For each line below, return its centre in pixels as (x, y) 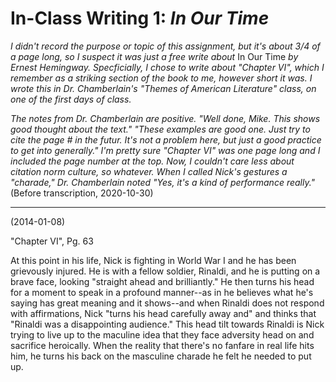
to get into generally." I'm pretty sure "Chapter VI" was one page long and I (165, 150)
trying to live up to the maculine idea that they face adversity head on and (162, 334)
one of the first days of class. (71, 99)
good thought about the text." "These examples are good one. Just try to (160, 129)
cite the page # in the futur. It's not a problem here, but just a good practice (166, 139)
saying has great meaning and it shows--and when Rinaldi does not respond (167, 303)
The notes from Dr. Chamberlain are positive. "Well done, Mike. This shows (165, 118)
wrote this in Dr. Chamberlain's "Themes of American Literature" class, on (163, 88)
